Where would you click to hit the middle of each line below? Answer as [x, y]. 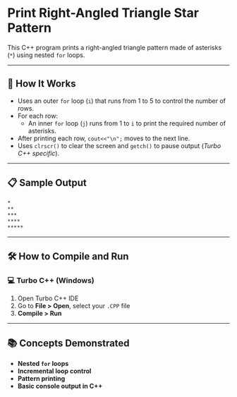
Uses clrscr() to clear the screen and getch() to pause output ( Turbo [119, 145]
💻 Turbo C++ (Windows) [51, 280]
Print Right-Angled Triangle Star [103, 13]
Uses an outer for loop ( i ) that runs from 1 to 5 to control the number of [122, 101]
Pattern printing [41, 379]
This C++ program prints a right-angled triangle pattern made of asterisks [115, 47]
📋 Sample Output [47, 183]
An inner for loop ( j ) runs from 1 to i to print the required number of [127, 123]
